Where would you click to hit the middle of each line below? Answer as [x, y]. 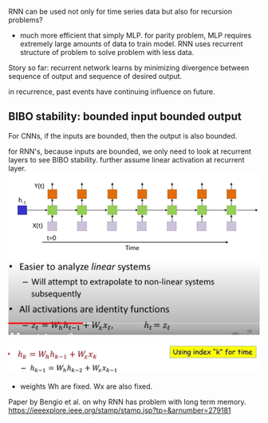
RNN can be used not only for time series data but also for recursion [120, 12]
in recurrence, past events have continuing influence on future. [112, 92]
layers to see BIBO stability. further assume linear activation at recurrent [126, 159]
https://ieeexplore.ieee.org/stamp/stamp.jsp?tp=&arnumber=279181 [120, 410]
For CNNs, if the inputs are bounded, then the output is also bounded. [123, 135]
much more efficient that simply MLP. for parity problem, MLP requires [136, 35]
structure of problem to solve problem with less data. [107, 52]
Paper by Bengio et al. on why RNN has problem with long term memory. [127, 401]
